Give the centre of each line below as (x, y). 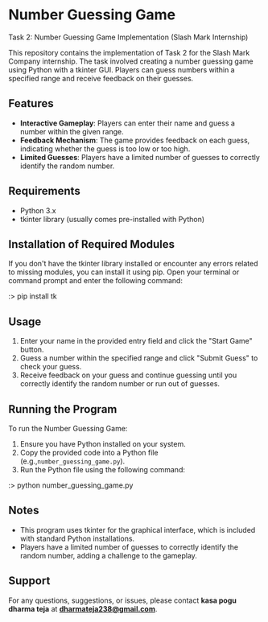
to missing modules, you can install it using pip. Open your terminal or (124, 272)
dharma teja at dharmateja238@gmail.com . (83, 608)
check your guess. (51, 367)
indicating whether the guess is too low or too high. (105, 148)
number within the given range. (72, 131)
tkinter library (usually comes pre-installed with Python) (112, 219)
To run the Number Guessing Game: (68, 428)
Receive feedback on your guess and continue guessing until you (128, 375)
